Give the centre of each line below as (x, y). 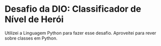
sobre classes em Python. (31, 38)
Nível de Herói (34, 19)
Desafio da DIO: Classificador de (73, 9)
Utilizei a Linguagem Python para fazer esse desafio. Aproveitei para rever (80, 33)
